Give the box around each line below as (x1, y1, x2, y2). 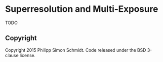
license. (19, 52, 36, 58)
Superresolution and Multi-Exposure (5, 3, 159, 15)
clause (5, 52, 19, 58)
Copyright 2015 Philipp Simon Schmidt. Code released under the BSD (5, 47, 147, 53)
